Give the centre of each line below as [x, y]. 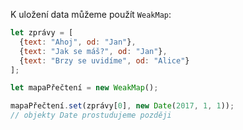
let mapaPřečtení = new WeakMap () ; [84, 88]
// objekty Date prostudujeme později [91, 115]
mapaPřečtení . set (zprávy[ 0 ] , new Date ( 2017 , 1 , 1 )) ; [122, 106]
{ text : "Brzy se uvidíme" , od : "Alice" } [104, 60]
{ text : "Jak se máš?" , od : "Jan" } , [93, 51]
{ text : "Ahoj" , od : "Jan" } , [78, 42]
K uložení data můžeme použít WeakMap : [91, 14]
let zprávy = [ [42, 33]
